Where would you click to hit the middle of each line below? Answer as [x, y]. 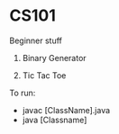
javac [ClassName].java [66, 110]
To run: [23, 93]
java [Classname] [55, 120]
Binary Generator [55, 58]
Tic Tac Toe [44, 75]
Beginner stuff [36, 40]
